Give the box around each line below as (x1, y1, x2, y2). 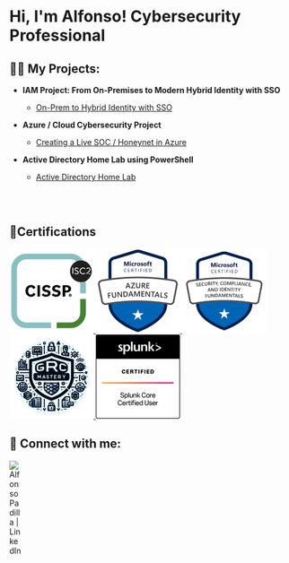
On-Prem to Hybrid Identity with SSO (35, 102, 173, 113)
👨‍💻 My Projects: (9, 61, 101, 76)
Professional (9, 25, 106, 46)
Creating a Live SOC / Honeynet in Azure (35, 137, 187, 147)
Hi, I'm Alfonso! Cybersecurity (9, 6, 241, 27)
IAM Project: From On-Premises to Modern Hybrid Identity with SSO (22, 85, 281, 95)
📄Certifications (9, 224, 97, 239)
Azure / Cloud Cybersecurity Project (22, 119, 162, 130)
